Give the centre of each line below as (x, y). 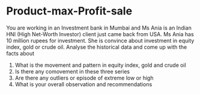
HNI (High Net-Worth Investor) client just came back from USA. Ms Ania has (100, 34)
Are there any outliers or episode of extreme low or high (84, 78)
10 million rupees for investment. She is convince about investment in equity (100, 40)
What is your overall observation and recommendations (83, 84)
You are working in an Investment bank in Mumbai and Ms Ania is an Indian (99, 28)
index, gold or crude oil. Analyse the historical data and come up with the (97, 47)
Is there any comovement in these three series (72, 71)
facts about (20, 53)
